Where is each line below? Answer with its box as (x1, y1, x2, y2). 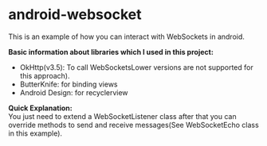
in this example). (8, 129, 62, 138)
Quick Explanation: (8, 103, 73, 113)
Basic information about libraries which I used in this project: (8, 47, 214, 56)
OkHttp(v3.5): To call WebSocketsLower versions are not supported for (19, 62, 253, 72)
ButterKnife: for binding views (19, 79, 118, 89)
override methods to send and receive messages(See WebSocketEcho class (8, 120, 259, 129)
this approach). (19, 71, 70, 80)
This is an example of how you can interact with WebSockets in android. (8, 32, 245, 41)
